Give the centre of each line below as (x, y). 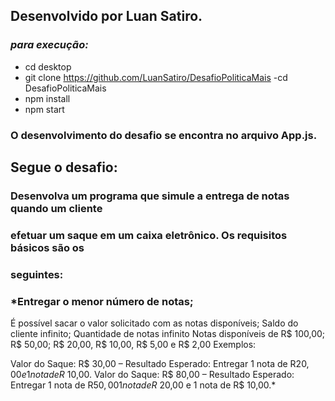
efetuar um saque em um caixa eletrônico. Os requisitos (149, 235)
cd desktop (48, 66)
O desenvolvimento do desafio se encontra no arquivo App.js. (164, 135)
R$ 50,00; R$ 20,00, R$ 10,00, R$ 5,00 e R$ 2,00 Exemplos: (133, 345)
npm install (47, 98)
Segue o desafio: (64, 167)
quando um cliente (56, 208)
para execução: (49, 45)
